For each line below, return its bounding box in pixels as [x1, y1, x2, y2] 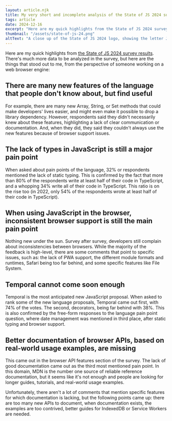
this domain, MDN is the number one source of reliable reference [5, 368, 142, 374]
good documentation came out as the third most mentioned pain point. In [5, 363, 160, 369]
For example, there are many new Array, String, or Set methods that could [5, 103, 161, 109]
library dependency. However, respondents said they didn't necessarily [5, 114, 156, 120]
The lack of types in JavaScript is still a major [5, 145, 153, 154]
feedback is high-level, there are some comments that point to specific [5, 249, 155, 255]
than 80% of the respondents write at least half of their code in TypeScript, [5, 177, 164, 183]
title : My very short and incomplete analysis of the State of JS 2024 [5, 12, 161, 17]
